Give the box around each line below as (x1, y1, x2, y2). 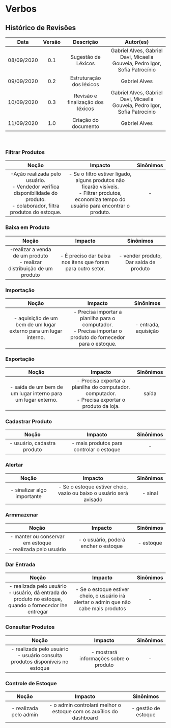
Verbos (5, 3, 37, 15)
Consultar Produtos (5, 623, 55, 631)
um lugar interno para (10, 390, 63, 397)
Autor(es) (124, 39, 149, 45)
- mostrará (91, 648, 118, 656)
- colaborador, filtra (12, 202, 60, 210)
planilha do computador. (72, 383, 130, 391)
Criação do (72, 117, 99, 123)
